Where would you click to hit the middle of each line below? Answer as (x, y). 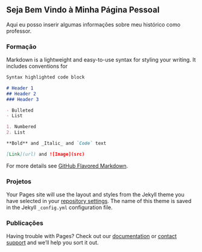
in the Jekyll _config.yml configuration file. (59, 207)
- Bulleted (20, 110)
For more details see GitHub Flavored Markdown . (67, 166)
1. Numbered (21, 127)
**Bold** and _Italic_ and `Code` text (56, 144)
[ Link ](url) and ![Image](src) (46, 154)
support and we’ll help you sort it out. (52, 243)
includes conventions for (37, 66)
